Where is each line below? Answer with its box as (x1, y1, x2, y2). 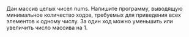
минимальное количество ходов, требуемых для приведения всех (6, 11, 182, 18)
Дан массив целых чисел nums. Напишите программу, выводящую (6, 5, 183, 12)
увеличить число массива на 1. (6, 24, 88, 31)
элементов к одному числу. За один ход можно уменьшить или (6, 18, 173, 24)
